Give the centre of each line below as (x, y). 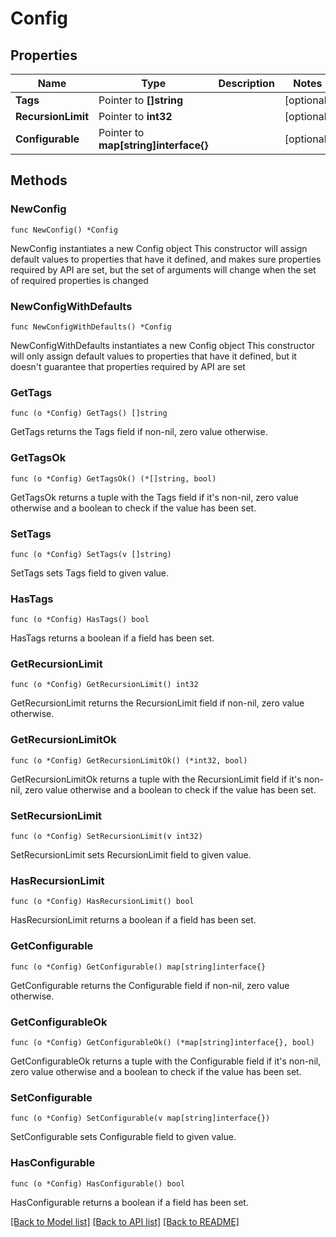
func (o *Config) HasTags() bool (80, 620)
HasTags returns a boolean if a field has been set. (112, 638)
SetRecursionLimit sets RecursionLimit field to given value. (131, 855)
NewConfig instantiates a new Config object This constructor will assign (159, 248)
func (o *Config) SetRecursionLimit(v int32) (106, 837)
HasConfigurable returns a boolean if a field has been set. (129, 1202)
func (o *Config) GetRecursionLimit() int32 (104, 685)
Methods (39, 180)
